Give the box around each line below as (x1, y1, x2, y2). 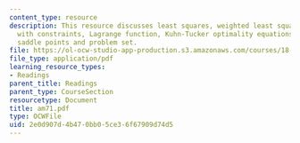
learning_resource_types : (9, 63, 105, 72)
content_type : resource (9, 12, 98, 22)
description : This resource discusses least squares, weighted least (9, 21, 274, 30)
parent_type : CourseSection (9, 87, 114, 96)
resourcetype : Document (9, 95, 98, 105)
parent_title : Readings (9, 79, 98, 88)
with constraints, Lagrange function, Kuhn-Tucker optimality (17, 29, 254, 38)
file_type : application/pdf (9, 54, 114, 63)
